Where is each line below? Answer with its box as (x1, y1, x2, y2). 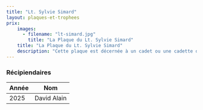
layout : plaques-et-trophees (6, 15, 80, 21)
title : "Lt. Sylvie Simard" (6, 8, 77, 15)
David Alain (34, 94, 67, 103)
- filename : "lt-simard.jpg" (22, 31, 96, 37)
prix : (6, 20, 20, 26)
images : (17, 25, 36, 32)
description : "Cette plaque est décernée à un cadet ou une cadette (17, 48, 193, 54)
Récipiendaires (6, 68, 51, 76)
